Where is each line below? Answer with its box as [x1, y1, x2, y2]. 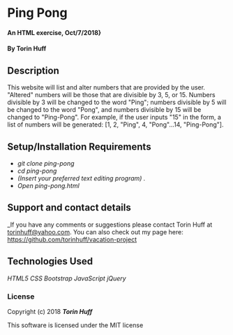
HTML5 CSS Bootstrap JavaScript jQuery [7, 274, 127, 283]
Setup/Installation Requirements [7, 141, 151, 152]
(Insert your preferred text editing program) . [17, 174, 146, 183]
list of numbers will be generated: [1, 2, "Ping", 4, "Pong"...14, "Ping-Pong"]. [7, 120, 224, 129]
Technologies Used [7, 255, 93, 267]
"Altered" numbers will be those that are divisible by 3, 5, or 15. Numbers [7, 91, 216, 99]
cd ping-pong [17, 166, 57, 175]
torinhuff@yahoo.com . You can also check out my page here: [7, 227, 183, 236]
